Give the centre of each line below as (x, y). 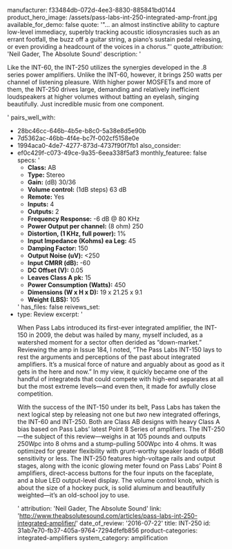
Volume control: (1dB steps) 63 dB (77, 190)
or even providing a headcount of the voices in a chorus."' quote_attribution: (115, 47)
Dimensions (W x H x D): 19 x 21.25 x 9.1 (85, 292)
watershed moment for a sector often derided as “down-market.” (109, 342)
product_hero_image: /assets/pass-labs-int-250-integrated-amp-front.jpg (112, 17)
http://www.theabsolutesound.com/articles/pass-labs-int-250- (109, 516)
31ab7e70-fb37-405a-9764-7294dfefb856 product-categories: (107, 530)
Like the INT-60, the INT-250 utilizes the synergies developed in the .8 (107, 67)
